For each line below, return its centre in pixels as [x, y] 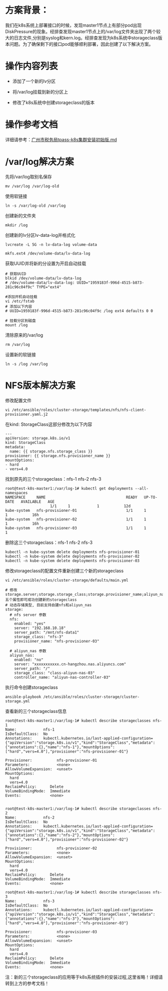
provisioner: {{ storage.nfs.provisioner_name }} [58, 456]
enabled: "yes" [30, 623]
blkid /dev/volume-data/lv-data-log [43, 278]
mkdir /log [16, 225]
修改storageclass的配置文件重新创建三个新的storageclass [64, 571]
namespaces [16, 493]
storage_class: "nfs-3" [39, 637]
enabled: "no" [29, 660]
